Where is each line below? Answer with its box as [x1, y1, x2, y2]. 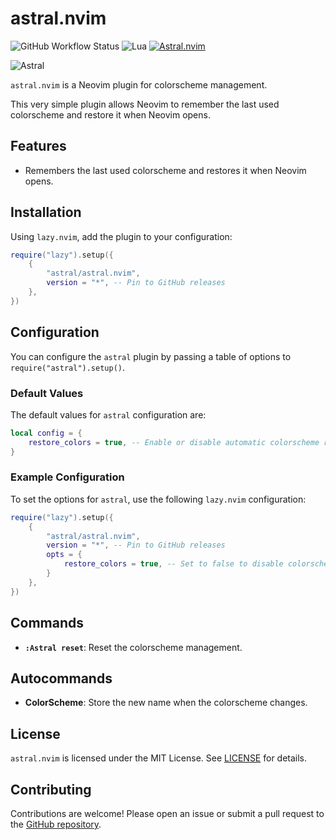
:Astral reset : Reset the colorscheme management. [24, 641, 243, 653]
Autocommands [10, 670, 113, 687]
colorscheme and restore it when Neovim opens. [10, 108, 211, 121]
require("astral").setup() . [10, 361, 126, 373]
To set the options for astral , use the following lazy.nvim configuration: [10, 493, 307, 505]
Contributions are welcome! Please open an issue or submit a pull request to [10, 807, 325, 819]
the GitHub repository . [10, 818, 102, 830]
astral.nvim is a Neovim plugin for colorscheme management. [10, 78, 268, 91]
